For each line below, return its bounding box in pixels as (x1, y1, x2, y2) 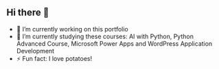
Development (16, 46, 55, 55)
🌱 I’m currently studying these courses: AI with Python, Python (16, 32, 194, 40)
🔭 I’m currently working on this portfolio (16, 25, 128, 33)
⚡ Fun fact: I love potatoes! (16, 54, 93, 62)
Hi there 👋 (6, 7, 49, 18)
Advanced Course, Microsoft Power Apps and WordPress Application (16, 39, 213, 48)
